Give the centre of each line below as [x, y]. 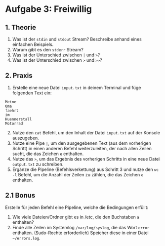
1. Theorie [21, 27]
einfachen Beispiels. [33, 44]
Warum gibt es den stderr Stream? [48, 50]
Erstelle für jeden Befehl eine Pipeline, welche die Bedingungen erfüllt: [77, 207]
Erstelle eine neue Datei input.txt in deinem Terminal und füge [77, 87]
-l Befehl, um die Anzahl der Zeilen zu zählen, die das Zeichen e [78, 174]
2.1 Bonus [20, 195]
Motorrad [14, 123]
